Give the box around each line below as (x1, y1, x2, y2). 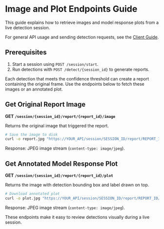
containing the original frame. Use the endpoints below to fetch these (5, 81, 145, 87)
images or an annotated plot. (5, 86, 63, 92)
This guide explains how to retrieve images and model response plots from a (5, 19, 159, 25)
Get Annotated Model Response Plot (5, 159, 118, 168)
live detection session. (5, 24, 50, 30)
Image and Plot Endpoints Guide (5, 3, 138, 15)
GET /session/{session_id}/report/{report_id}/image (5, 113, 116, 119)
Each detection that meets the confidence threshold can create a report (5, 76, 149, 81)
